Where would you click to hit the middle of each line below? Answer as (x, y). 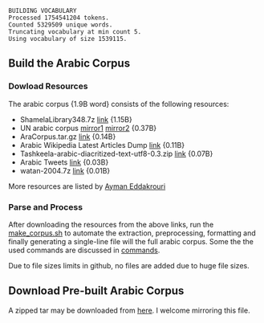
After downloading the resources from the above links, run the (111, 224)
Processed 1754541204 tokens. (59, 18)
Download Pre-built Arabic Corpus (96, 291)
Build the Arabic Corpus (69, 63)
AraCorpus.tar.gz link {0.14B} (68, 137)
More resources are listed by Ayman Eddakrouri (87, 186)
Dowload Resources (48, 86)
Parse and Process (45, 206)
